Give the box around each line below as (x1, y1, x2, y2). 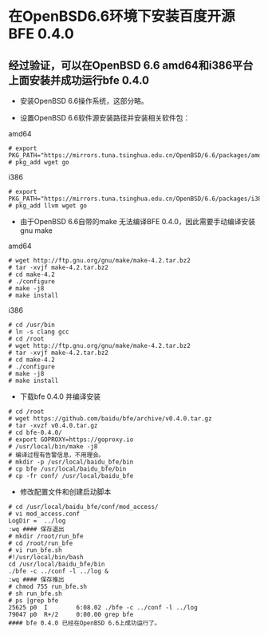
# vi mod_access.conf (8, 510, 81, 518)
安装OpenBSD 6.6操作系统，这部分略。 (19, 97, 149, 105)
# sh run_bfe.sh (8, 590, 62, 598)
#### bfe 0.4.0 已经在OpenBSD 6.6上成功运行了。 (8, 619, 161, 627)
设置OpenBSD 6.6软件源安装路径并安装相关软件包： (19, 113, 191, 122)
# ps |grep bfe (8, 597, 59, 605)
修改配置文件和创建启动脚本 (19, 487, 112, 496)
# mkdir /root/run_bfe (8, 532, 84, 540)
